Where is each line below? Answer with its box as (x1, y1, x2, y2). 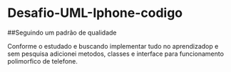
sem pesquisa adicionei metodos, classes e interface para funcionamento (7, 49, 225, 58)
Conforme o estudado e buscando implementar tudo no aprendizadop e (7, 42, 219, 50)
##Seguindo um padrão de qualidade (7, 28, 117, 37)
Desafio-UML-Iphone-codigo (7, 5, 183, 21)
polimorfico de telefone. (7, 56, 78, 65)
